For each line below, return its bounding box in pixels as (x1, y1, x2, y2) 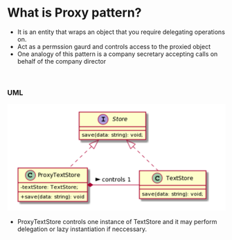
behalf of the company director (17, 57, 107, 65)
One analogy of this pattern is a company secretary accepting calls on (17, 50, 218, 58)
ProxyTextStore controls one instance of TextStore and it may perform (17, 218, 217, 226)
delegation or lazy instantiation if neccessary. (17, 225, 148, 233)
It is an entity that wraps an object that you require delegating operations (17, 28, 225, 36)
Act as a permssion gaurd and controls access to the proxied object (17, 42, 211, 50)
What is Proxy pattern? (7, 5, 142, 21)
